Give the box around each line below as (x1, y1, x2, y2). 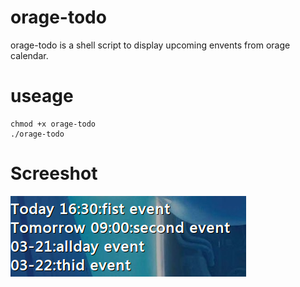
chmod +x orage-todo (10, 119, 97, 129)
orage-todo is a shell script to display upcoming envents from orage (10, 39, 291, 51)
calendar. (10, 49, 49, 61)
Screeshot (10, 162, 98, 185)
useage (10, 85, 74, 108)
